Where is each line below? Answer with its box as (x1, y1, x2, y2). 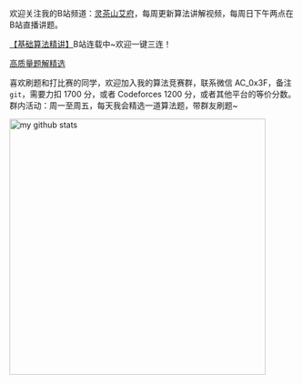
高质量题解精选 (9, 58, 66, 68)
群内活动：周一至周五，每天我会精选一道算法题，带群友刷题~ (9, 100, 238, 111)
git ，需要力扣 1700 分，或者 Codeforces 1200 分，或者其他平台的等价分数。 (9, 89, 297, 99)
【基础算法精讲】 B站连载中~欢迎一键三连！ (9, 39, 172, 49)
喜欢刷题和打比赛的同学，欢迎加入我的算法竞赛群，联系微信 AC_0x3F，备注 (9, 77, 292, 88)
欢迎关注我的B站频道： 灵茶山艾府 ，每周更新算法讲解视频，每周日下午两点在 (9, 8, 294, 18)
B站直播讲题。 (9, 19, 64, 30)
